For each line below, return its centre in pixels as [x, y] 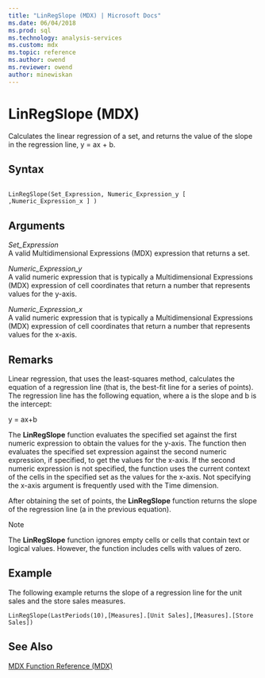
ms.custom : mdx [33, 45]
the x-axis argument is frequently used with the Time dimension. [114, 485]
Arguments [37, 226]
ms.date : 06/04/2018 [42, 23]
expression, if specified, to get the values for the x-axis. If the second [122, 460]
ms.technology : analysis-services [65, 38]
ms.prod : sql [30, 30]
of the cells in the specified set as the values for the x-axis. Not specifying [130, 477]
